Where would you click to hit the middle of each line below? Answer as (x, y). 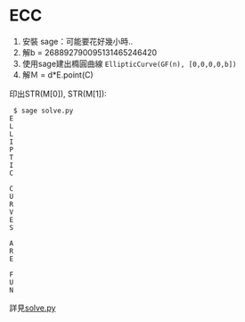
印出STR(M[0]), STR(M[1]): (58, 94)
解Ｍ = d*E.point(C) (57, 74)
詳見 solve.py (33, 308)
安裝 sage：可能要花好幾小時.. (78, 41)
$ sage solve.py (43, 111)
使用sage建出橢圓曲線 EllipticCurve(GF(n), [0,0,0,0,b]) (129, 63)
